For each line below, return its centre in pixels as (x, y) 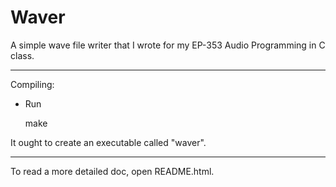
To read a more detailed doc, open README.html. (112, 171)
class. (22, 55)
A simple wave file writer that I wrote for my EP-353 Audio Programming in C (168, 45)
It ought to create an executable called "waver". (108, 142)
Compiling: (32, 84)
